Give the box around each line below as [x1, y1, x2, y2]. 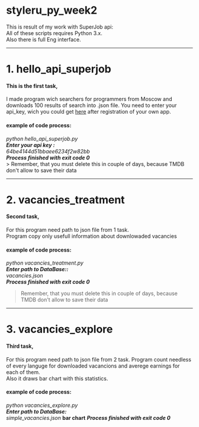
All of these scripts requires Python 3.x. [6, 29, 102, 36]
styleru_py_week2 [6, 4, 98, 17]
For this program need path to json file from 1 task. [6, 226, 129, 233]
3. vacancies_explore [6, 322, 113, 336]
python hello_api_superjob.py [6, 135, 78, 142]
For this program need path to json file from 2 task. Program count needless [6, 356, 191, 363]
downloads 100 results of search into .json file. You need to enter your [6, 102, 177, 109]
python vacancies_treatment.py [6, 259, 84, 266]
